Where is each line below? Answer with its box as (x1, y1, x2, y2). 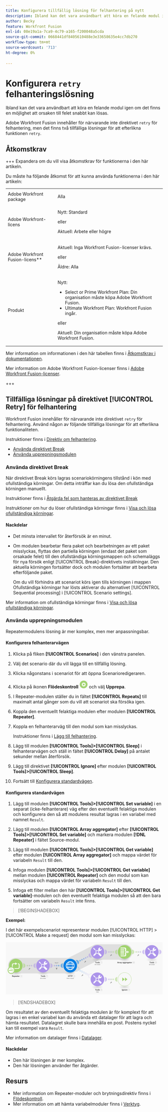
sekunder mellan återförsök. (12, 753, 71, 759)
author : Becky (5, 18, 35, 23)
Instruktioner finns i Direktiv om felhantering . (5, 436, 97, 442)
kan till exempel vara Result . (5, 1025, 64, 1031)
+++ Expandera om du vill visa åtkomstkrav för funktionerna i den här (5, 158, 149, 164)
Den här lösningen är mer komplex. (12, 1057, 85, 1063)
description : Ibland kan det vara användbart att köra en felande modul (5, 13, 160, 18)
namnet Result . (12, 816, 45, 822)
